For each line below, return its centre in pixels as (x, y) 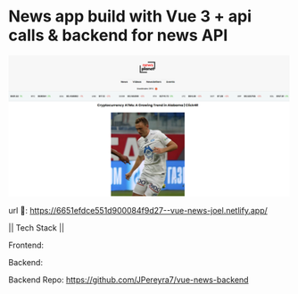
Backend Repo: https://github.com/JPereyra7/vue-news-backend (128, 280)
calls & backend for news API (118, 35)
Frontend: (26, 245)
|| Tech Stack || (36, 228)
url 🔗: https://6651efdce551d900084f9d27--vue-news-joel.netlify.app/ (138, 211)
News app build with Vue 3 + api (130, 17)
